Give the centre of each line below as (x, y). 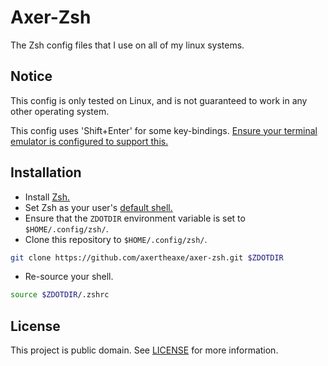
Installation (46, 172)
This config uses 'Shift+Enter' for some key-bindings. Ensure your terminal (164, 130)
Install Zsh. (47, 197)
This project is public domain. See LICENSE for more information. (144, 350)
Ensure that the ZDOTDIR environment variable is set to (135, 218)
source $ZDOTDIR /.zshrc (60, 295)
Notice (31, 76)
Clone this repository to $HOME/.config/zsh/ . (116, 239)
